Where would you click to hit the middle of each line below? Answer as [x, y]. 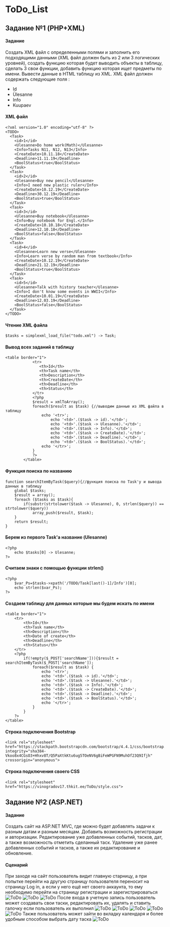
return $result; [32, 522]
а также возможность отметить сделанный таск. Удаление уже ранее [81, 842]
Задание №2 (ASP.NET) [44, 802]
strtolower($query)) [27, 508]
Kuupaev [22, 105]
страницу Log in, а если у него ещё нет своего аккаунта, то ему [74, 887]
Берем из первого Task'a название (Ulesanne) [56, 537]
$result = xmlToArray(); [58, 402]
